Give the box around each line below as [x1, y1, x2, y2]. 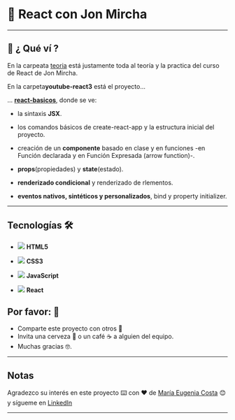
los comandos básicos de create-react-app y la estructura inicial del [17, 122, 215, 131]
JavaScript [26, 271, 59, 280]
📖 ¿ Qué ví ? [7, 43, 59, 55]
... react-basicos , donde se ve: [7, 96, 97, 104]
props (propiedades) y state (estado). [17, 164, 124, 173]
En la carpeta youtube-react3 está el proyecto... [7, 82, 145, 90]
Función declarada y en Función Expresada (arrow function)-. [17, 151, 195, 159]
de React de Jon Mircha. [7, 68, 78, 77]
